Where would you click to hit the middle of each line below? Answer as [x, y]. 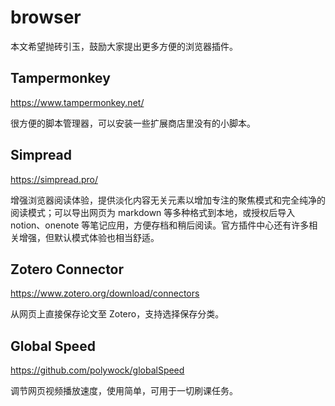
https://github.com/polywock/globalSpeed [97, 370]
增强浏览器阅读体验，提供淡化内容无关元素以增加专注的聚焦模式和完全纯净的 [168, 200]
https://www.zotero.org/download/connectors [105, 293]
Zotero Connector [67, 269]
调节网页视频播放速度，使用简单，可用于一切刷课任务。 [124, 391]
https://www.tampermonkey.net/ [77, 102]
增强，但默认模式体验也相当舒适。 [89, 237]
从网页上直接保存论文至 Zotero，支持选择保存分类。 [117, 314]
